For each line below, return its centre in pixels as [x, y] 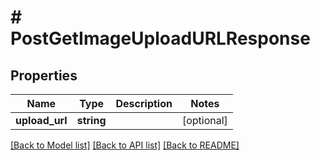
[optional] [204, 120]
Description [144, 103]
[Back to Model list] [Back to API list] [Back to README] [125, 145]
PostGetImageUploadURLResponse [160, 38]
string [91, 120]
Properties [44, 75]
